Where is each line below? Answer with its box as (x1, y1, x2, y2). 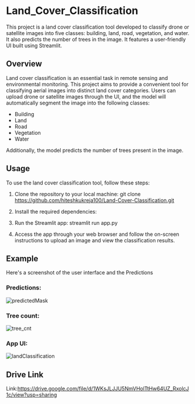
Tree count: (6, 311, 40, 319)
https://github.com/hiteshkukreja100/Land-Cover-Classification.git (14, 197, 175, 204)
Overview (6, 59, 43, 69)
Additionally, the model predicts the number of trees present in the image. (6, 147, 184, 154)
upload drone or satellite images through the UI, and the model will (6, 93, 166, 100)
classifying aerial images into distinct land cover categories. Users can (6, 86, 176, 94)
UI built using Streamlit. (6, 42, 62, 49)
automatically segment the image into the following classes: (6, 99, 150, 106)
